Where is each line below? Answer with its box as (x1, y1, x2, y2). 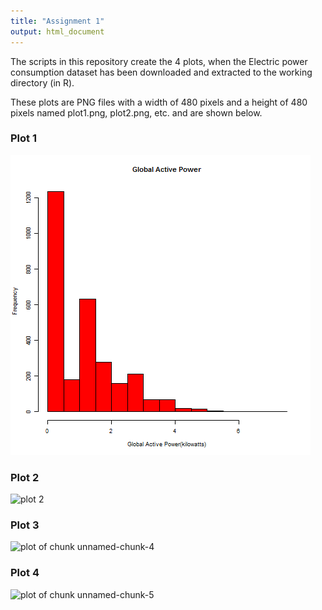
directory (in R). (10, 76, 75, 89)
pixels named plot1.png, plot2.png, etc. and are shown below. (10, 106, 263, 119)
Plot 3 (10, 518, 40, 532)
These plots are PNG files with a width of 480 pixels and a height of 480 (10, 96, 308, 108)
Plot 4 (10, 566, 40, 580)
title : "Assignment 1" (10, 16, 105, 26)
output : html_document (10, 26, 105, 37)
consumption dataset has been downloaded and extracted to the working (10, 66, 313, 78)
